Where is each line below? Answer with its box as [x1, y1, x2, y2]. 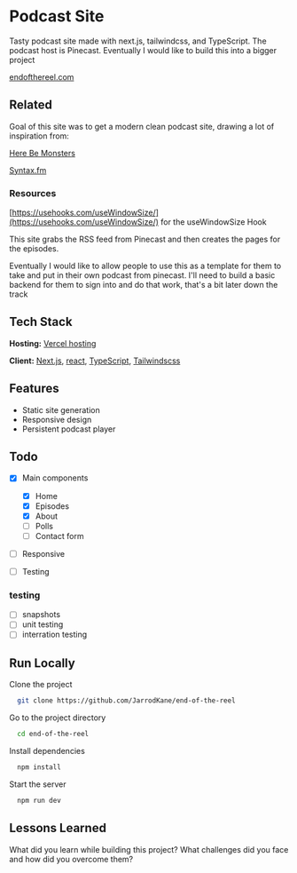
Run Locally [9, 655, 75, 671]
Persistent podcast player [21, 424, 116, 434]
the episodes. [9, 243, 59, 254]
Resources [9, 187, 57, 199]
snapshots [21, 609, 60, 620]
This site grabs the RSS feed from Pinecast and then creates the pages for [9, 234, 281, 245]
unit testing [21, 619, 64, 630]
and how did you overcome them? [9, 853, 134, 864]
